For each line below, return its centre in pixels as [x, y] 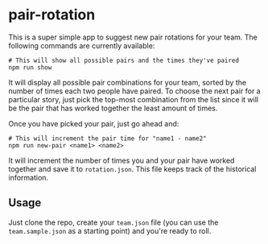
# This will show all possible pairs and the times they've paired [124, 60]
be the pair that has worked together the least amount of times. [113, 108]
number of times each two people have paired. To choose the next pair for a [134, 91]
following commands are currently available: [82, 45]
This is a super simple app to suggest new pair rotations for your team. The [133, 37]
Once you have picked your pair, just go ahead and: [94, 123]
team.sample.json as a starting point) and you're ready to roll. [110, 230]
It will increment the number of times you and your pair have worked [122, 160]
